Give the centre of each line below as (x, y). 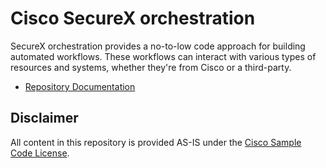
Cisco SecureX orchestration (133, 18)
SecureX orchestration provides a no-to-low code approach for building (158, 46)
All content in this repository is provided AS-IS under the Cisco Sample (156, 142)
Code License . (40, 153)
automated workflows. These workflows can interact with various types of (163, 56)
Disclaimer (44, 118)
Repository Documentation (80, 86)
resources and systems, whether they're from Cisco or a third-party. (151, 67)
